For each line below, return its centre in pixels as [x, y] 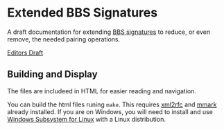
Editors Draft [25, 53]
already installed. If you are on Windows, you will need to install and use [110, 111]
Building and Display [53, 74]
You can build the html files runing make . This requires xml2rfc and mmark [112, 104]
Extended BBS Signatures [83, 13]
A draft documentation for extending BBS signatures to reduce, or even [109, 32]
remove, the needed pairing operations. [63, 39]
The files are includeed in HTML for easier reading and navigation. [102, 91]
